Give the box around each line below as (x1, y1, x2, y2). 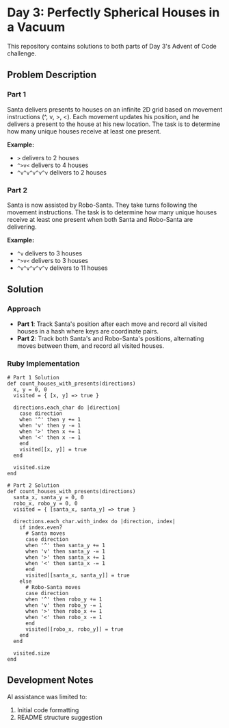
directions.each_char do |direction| (13, 404, 121, 411)
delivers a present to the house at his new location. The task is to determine (7, 120, 221, 128)
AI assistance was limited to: (7, 692, 87, 701)
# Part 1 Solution (7, 374, 59, 381)
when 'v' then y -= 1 (19, 422, 81, 429)
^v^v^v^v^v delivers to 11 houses (16, 264, 108, 272)
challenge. (7, 49, 37, 58)
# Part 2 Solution (7, 481, 59, 489)
